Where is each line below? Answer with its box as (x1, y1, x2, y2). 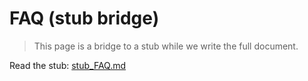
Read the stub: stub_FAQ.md (9, 59, 127, 71)
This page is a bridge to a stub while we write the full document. (33, 40, 299, 52)
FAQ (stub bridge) (9, 7, 160, 30)
